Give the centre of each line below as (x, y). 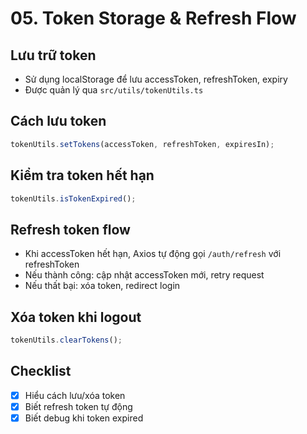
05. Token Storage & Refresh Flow (153, 18)
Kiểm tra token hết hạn (82, 175)
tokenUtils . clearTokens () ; (66, 340)
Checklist (41, 371)
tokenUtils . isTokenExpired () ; (73, 198)
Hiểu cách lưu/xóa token (75, 395)
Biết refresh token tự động (78, 406)
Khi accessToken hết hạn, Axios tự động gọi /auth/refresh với (153, 254)
